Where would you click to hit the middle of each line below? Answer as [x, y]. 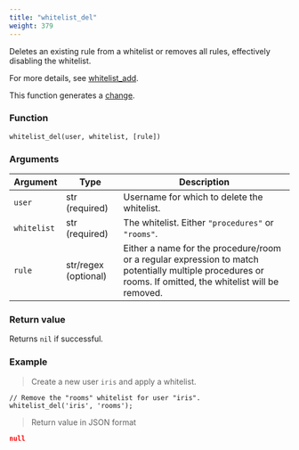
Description [204, 182]
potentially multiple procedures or [194, 271]
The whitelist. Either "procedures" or [198, 223]
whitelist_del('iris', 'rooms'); [71, 405]
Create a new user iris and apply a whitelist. [113, 381]
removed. [143, 293]
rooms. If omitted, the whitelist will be [201, 282]
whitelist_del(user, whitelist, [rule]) [85, 136]
